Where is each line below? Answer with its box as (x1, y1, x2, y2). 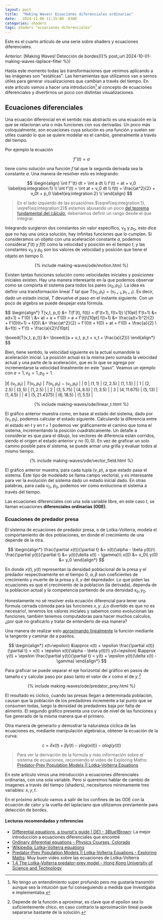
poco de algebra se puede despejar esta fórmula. (5, 300, 104, 306)
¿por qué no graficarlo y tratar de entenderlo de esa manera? (5, 618, 128, 624)
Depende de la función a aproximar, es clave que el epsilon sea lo (12, 899, 144, 904)
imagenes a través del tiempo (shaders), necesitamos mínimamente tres (5, 782, 149, 787)
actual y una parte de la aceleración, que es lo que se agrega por (5, 359, 135, 365)
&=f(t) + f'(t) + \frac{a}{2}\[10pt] (5, 325, 69, 331)
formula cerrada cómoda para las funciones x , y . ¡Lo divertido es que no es (5, 603, 155, 609)
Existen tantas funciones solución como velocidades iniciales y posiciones (5, 272, 154, 278)
